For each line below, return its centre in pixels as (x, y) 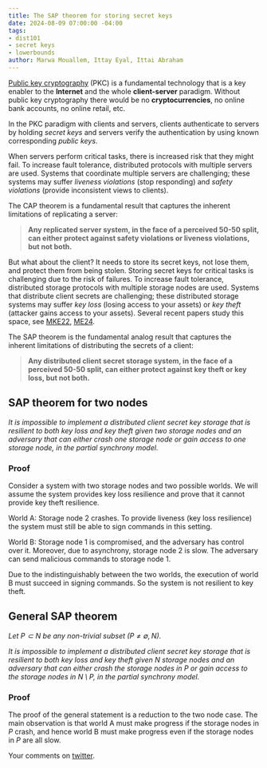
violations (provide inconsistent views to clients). (88, 190)
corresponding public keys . (53, 141)
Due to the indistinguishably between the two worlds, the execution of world (133, 574)
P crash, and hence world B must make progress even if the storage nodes (131, 732)
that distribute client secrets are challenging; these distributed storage (124, 295)
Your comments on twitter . (52, 756)
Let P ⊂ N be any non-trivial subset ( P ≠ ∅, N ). (85, 635)
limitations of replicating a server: (63, 214)
